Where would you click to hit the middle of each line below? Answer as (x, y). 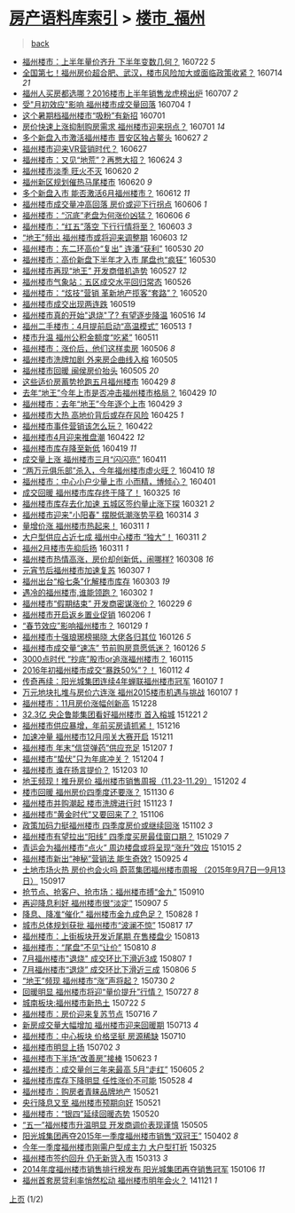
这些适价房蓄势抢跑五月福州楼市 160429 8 (98, 382)
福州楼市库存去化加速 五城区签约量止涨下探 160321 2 (118, 503)
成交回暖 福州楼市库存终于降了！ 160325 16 (101, 492)
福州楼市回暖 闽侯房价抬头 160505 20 (90, 370)
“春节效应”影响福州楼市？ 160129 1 (85, 626)
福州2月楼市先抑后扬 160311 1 (75, 547)
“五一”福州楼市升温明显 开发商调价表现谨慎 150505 (115, 1124)
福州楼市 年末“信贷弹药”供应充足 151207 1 (97, 747)
